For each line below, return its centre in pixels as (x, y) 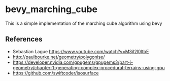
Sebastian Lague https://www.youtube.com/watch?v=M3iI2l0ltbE (81, 51)
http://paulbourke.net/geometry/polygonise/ (59, 57)
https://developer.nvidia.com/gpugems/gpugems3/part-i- (73, 62)
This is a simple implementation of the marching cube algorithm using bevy (84, 23)
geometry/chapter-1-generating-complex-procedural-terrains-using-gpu (89, 67)
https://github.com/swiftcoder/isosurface (56, 73)
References (24, 39)
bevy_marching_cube (52, 9)
